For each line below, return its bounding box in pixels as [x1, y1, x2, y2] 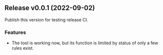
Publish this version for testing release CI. [4, 17, 88, 22]
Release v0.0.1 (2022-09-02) [4, 4, 95, 12]
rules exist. [11, 45, 34, 51]
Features [4, 29, 26, 36]
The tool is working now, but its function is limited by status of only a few [11, 40, 158, 46]
